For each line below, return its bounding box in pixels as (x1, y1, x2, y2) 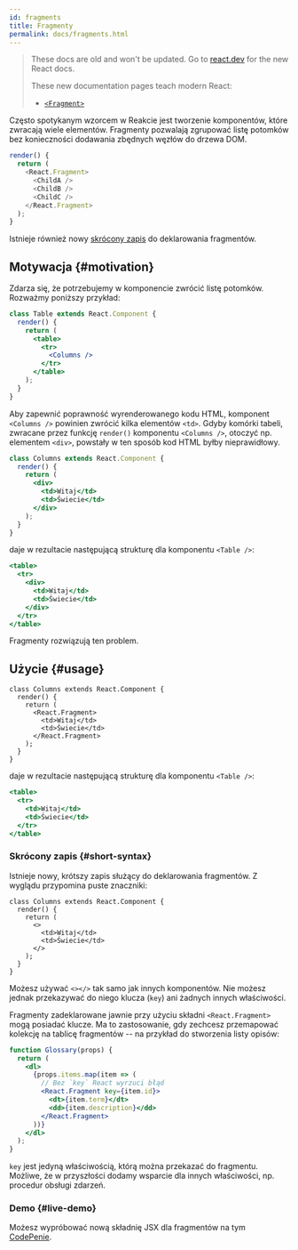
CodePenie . (9, 1231, 52, 1242)
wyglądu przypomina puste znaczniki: (9, 880, 148, 891)
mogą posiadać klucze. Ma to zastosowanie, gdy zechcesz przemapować (9, 1019, 279, 1029)
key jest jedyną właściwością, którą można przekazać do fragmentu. (9, 1161, 259, 1172)
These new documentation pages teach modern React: (30, 81, 232, 92)
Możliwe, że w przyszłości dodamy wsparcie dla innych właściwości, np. (9, 1171, 275, 1181)
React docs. (30, 63, 75, 74)
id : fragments (9, 12, 62, 22)
